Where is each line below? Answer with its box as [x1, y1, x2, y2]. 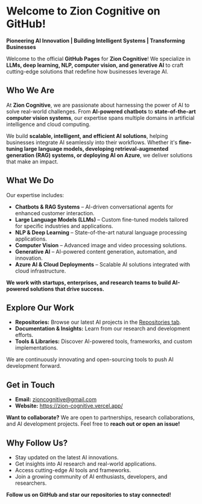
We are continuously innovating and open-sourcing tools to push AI [6, 356, 174, 363]
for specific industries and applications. [14, 222, 113, 230]
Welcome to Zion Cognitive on [6, 4, 161, 18]
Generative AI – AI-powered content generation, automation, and [14, 248, 177, 255]
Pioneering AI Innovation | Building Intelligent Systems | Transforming [6, 37, 185, 44]
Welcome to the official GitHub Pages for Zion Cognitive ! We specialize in [6, 55, 191, 62]
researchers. [14, 479, 47, 487]
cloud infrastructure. [14, 267, 66, 274]
